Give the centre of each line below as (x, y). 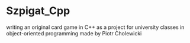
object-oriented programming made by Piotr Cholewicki (74, 33)
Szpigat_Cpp (38, 11)
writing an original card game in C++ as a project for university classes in (95, 27)
